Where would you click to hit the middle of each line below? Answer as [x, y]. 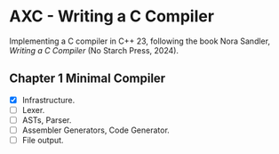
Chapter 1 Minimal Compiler [88, 79]
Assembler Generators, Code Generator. [96, 130]
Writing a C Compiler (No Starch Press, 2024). [94, 50]
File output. [43, 140]
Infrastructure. [48, 100]
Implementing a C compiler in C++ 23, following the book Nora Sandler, [140, 41]
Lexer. [33, 109]
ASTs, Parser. [47, 120]
